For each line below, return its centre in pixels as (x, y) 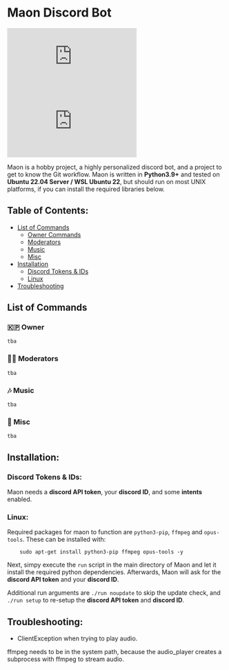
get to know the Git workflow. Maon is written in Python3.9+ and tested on (113, 174)
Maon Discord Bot (59, 13)
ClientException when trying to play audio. (77, 638)
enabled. (20, 499)
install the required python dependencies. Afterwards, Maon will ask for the (114, 572)
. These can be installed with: (64, 540)
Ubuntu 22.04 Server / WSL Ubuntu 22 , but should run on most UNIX (107, 181)
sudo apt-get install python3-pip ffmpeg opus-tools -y (102, 552)
